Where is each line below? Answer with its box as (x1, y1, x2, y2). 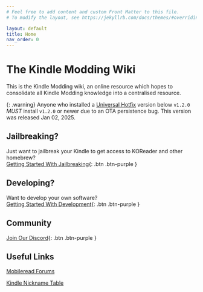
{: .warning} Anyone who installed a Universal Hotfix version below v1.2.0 (6, 101, 190, 108)
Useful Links (6, 251, 54, 262)
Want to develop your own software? (6, 194, 98, 201)
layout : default (6, 25, 47, 32)
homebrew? (6, 154, 36, 161)
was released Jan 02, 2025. (6, 114, 76, 121)
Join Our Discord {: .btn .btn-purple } (6, 234, 97, 241)
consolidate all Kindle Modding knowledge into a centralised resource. (6, 89, 181, 97)
